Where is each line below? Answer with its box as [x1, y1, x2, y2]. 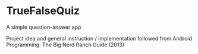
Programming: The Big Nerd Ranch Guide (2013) [6, 41, 125, 48]
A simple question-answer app [6, 23, 81, 31]
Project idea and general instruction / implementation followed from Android [6, 35, 192, 42]
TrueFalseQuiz [6, 4, 80, 18]
